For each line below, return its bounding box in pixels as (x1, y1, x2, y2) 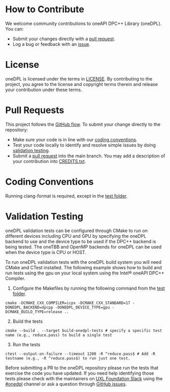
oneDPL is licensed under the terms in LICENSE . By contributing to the (5, 75, 153, 82)
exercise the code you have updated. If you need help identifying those (5, 370, 154, 376)
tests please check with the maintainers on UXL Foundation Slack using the (5, 375, 163, 381)
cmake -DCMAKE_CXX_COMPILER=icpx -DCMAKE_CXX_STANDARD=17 (5, 300, 130, 305)
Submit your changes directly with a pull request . (12, 36, 116, 42)
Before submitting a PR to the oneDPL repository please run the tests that (5, 365, 159, 371)
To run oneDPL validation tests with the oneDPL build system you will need (5, 259, 161, 265)
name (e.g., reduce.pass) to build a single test (5, 332, 113, 338)
